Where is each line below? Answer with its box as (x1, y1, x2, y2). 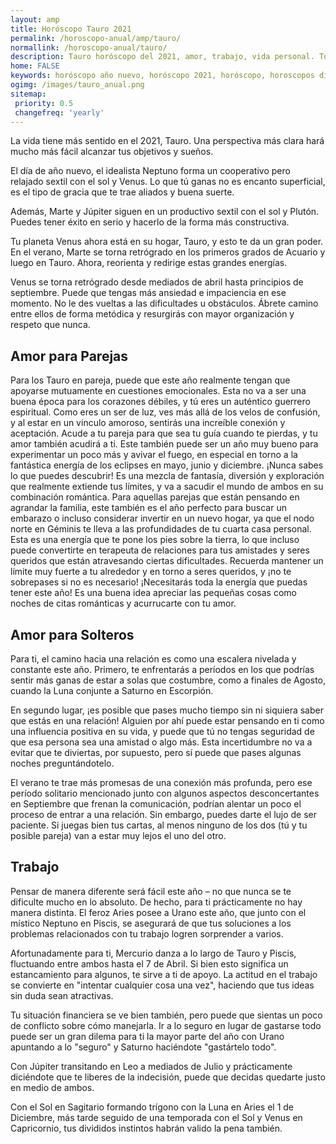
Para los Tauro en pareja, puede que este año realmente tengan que (10, 374, 291, 386)
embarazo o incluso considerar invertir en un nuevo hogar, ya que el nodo (10, 512, 315, 525)
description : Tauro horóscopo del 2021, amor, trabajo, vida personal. (10, 52, 315, 62)
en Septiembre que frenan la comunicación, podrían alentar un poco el (10, 798, 302, 810)
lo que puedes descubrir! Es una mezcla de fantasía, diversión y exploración (10, 470, 325, 482)
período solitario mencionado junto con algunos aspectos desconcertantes (10, 787, 320, 799)
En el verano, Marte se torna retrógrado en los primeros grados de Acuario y (10, 246, 326, 258)
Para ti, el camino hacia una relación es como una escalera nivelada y (10, 653, 297, 665)
